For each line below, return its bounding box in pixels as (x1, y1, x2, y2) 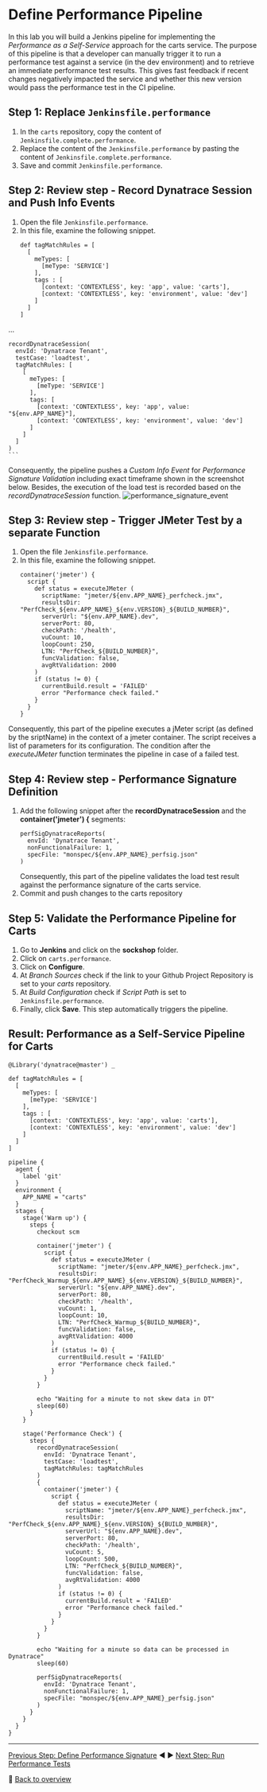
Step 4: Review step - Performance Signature (8, 772, 237, 786)
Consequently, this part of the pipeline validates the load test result (19, 872, 240, 881)
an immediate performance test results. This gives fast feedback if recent (8, 65, 249, 75)
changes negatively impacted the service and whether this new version (8, 74, 242, 84)
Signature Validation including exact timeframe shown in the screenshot (8, 473, 245, 483)
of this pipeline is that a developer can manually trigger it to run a (8, 49, 222, 58)
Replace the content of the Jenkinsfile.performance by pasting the (19, 143, 240, 153)
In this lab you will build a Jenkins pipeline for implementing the (8, 32, 216, 41)
